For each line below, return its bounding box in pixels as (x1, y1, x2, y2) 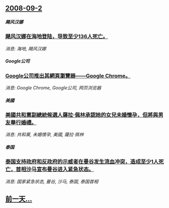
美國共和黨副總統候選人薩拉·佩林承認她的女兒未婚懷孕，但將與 (5, 111, 158, 118)
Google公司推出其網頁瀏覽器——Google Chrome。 (5, 72, 131, 79)
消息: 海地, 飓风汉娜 (5, 45, 46, 51)
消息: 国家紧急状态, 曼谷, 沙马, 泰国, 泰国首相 (5, 178, 98, 185)
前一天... (5, 195, 33, 203)
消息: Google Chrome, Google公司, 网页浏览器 (5, 85, 101, 91)
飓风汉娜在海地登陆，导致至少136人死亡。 (5, 33, 108, 40)
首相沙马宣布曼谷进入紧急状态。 (15, 166, 94, 173)
